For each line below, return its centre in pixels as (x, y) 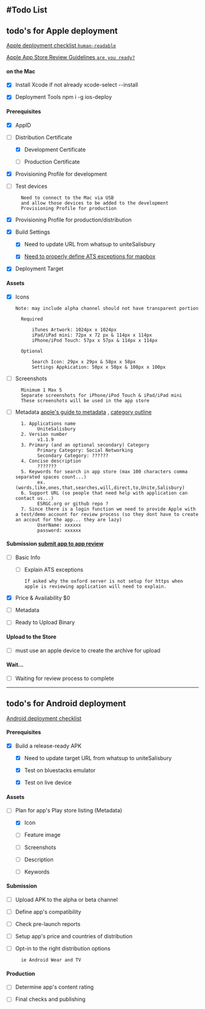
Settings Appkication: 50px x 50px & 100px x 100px (99, 367)
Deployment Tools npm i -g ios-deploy (63, 97)
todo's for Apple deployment (62, 31)
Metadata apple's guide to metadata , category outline (83, 412)
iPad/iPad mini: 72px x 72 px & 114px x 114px (92, 335)
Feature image (42, 835)
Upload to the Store (31, 637)
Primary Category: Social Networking (85, 450)
